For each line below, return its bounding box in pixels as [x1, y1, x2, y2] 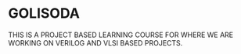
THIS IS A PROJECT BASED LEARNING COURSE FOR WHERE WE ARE [8, 30, 233, 39]
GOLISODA [8, 5, 81, 22]
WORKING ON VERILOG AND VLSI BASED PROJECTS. [8, 38, 183, 47]
